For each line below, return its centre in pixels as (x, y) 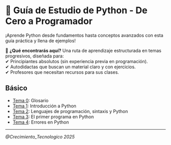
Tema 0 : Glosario (31, 100)
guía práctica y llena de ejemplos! (40, 41)
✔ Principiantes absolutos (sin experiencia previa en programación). (77, 61)
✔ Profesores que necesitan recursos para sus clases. (62, 72)
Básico (16, 88)
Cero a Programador (49, 21)
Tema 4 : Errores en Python (41, 122)
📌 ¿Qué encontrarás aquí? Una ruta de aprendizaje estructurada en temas (83, 50)
